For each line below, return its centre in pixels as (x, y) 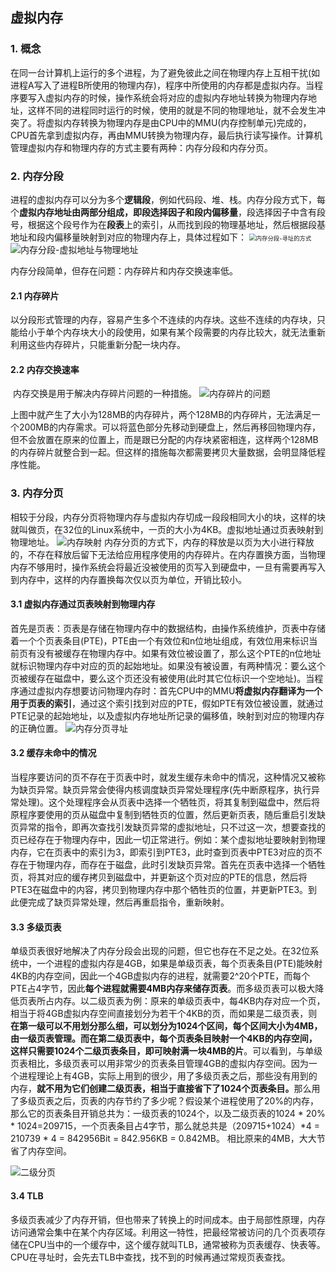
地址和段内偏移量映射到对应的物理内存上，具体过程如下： (128, 237)
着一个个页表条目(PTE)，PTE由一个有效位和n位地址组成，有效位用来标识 (160, 640)
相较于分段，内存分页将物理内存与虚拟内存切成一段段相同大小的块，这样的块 (168, 517)
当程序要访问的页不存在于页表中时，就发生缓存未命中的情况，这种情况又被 (163, 777)
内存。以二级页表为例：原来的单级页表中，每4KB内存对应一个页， (189, 1001)
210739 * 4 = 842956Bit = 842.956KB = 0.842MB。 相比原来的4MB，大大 (163, 1139)
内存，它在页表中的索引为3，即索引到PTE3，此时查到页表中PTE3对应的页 (162, 852)
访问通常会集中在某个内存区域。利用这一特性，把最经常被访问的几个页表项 (163, 1232)
